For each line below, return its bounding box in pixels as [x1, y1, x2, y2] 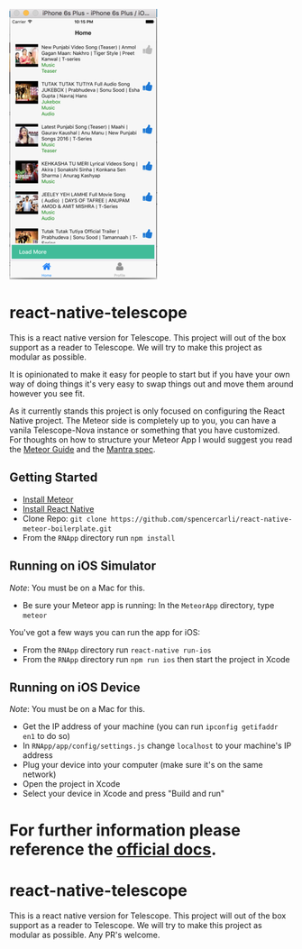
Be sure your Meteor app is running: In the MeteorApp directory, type [22, 599, 275, 610]
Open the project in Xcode [22, 779, 121, 789]
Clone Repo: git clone [22, 513, 107, 524]
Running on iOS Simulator [9, 559, 157, 574]
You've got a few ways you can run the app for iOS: [9, 626, 201, 637]
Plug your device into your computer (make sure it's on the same [22, 760, 263, 771]
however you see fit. [9, 388, 86, 398]
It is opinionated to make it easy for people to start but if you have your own [9, 369, 290, 379]
